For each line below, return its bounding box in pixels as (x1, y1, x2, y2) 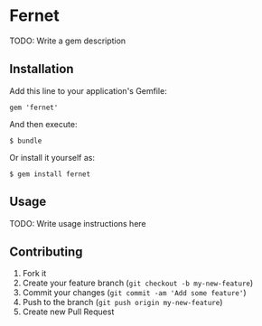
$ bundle (9, 136, 42, 145)
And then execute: (9, 118, 78, 129)
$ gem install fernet (9, 169, 91, 179)
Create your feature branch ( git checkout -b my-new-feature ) (22, 277, 254, 289)
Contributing (9, 244, 83, 259)
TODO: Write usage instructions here (9, 218, 146, 228)
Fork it (22, 268, 47, 279)
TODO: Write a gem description (9, 35, 126, 46)
